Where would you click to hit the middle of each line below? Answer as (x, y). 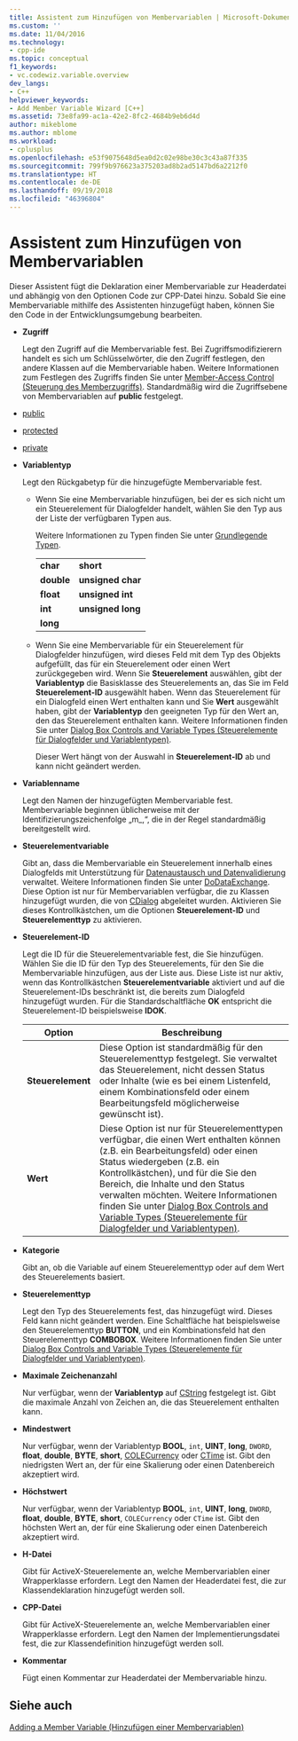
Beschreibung (192, 1032)
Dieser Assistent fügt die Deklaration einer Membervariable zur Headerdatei (148, 286)
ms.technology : (37, 42)
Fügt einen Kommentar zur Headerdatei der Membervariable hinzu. (145, 1677)
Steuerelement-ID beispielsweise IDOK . (94, 1010)
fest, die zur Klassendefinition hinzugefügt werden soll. (123, 1643)
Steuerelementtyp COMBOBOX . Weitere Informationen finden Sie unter (152, 1339)
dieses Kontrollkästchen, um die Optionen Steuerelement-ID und (141, 910)
